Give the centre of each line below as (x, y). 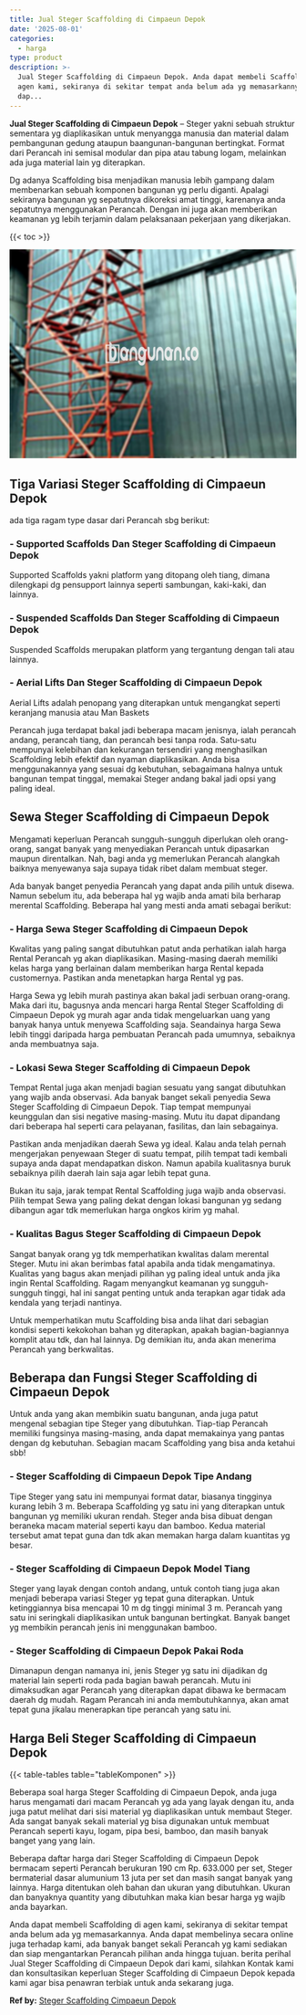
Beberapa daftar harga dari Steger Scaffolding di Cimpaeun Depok (134, 1859)
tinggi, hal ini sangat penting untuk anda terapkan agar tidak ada (165, 1293)
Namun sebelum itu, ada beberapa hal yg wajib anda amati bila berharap (145, 896)
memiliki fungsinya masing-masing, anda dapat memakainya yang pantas (147, 1433)
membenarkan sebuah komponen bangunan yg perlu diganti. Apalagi (139, 189)
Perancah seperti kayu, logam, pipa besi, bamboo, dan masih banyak (139, 1831)
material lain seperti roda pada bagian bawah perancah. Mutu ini (130, 1681)
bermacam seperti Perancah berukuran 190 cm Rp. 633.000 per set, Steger (151, 1868)
